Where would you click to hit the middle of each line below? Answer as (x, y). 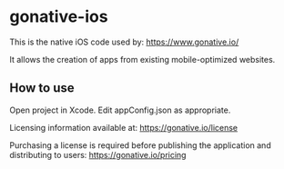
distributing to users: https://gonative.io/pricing (98, 154)
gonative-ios (59, 17)
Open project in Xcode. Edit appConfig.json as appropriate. (120, 110)
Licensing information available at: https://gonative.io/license (124, 127)
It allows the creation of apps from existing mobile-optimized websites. (142, 59)
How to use (42, 88)
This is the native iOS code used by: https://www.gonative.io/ (124, 42)
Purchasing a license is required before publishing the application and (140, 145)
